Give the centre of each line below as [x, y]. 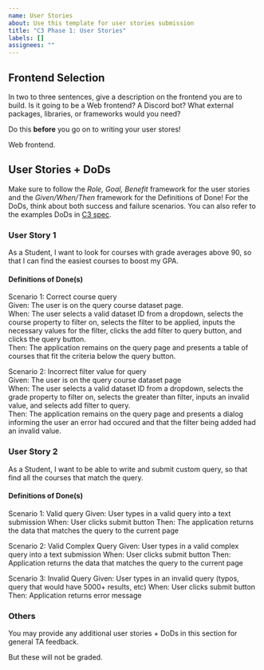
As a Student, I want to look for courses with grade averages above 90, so [130, 253]
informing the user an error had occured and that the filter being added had [132, 423]
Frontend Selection [57, 78]
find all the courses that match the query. [76, 477]
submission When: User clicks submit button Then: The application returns [131, 522]
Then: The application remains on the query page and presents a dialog [126, 414]
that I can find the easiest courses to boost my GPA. [94, 261]
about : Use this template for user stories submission [101, 23]
